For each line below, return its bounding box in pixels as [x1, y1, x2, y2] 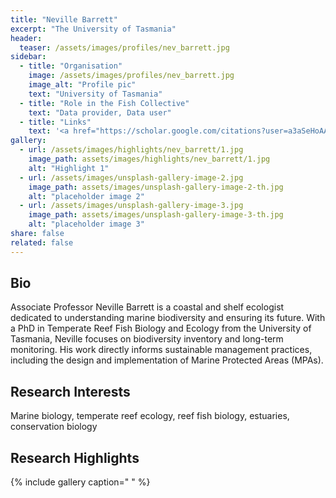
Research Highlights [10, 449, 140, 466]
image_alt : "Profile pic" [28, 80, 137, 90]
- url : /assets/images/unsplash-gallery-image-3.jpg [19, 201, 244, 211]
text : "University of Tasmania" [28, 89, 163, 99]
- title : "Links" [19, 117, 92, 127]
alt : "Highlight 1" [28, 163, 110, 173]
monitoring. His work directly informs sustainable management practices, [10, 344, 313, 356]
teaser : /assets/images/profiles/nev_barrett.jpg [19, 42, 230, 53]
